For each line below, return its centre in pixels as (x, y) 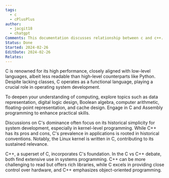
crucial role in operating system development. (53, 87)
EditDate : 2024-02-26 (28, 52)
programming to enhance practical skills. (47, 113)
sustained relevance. (27, 144)
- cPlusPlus (22, 19)
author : (13, 24)
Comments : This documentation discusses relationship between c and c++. (84, 38)
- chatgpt (20, 33)
